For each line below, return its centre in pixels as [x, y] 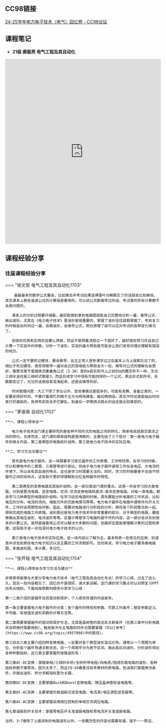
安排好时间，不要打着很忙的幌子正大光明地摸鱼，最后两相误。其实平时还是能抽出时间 [86, 397]
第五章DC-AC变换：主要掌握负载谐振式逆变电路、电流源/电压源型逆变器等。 [71, 692]
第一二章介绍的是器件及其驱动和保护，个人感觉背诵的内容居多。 [60, 598]
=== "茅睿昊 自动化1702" [30, 412]
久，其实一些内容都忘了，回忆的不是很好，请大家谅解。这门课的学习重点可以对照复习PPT [82, 584]
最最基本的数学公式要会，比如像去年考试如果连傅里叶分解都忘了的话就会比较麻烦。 [86, 295]
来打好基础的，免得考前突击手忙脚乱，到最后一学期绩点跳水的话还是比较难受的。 [75, 402]
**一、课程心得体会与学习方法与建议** [39, 569]
